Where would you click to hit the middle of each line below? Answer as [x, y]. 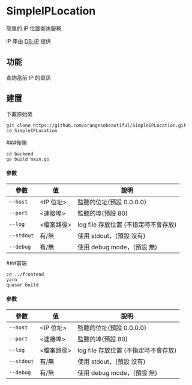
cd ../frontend [25, 274]
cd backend [20, 154]
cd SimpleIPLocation [32, 130]
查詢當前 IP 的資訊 [28, 77]
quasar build [22, 285]
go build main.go [28, 159]
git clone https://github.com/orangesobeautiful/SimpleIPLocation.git [96, 125]
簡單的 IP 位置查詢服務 [34, 28]
